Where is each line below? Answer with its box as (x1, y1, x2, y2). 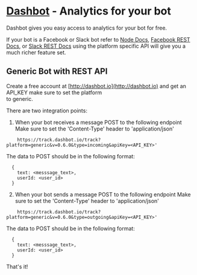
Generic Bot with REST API (6, 66, 108, 77)
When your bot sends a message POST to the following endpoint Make (14, 190, 191, 198)
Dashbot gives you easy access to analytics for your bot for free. (6, 24, 167, 31)
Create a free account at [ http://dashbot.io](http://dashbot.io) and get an (6, 82, 187, 89)
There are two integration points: (6, 107, 87, 114)
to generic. (6, 95, 33, 102)
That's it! (6, 263, 28, 270)
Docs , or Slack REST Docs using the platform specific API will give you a (6, 42, 186, 50)
